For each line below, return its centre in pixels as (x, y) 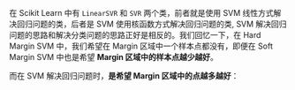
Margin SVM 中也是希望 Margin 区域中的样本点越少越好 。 (114, 57)
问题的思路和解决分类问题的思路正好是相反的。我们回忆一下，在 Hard (135, 35)
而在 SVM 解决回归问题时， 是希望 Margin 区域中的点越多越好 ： (124, 76)
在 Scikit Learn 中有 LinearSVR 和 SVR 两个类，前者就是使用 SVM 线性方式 (141, 13)
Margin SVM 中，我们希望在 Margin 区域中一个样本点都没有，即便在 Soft (141, 46)
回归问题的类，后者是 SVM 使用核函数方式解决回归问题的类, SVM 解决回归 (151, 24)
